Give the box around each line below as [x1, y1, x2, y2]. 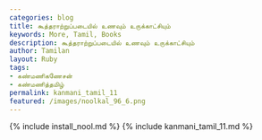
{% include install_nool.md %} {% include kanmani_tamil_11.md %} [9, 121, 253, 132]
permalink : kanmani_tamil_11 [9, 88, 118, 97]
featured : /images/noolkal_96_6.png [9, 96, 146, 106]
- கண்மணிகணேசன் [9, 72, 73, 81]
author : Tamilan [9, 47, 70, 56]
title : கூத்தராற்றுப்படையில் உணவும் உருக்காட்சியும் [9, 22, 172, 31]
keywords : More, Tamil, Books [9, 30, 123, 39]
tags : [9, 64, 30, 73]
